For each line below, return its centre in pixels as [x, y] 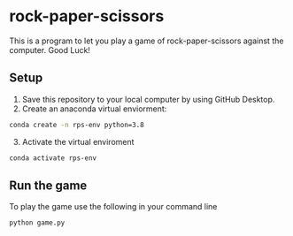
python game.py [37, 223]
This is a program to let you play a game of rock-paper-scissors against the [146, 41]
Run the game [48, 185]
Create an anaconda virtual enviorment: [94, 109]
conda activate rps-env [53, 158]
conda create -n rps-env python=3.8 [77, 125]
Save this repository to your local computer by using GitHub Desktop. [148, 99]
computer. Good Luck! [50, 49]
